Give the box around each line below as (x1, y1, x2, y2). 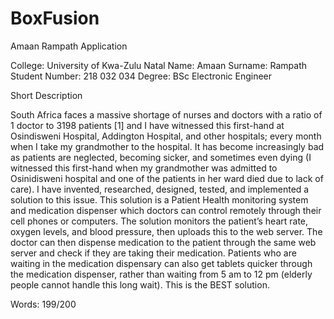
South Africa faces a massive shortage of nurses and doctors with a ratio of (10, 108, 323, 121)
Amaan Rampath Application (10, 40, 128, 52)
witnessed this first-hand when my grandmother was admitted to (10, 162, 278, 174)
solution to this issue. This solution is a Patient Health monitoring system (10, 193, 309, 206)
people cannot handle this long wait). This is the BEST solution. (10, 278, 270, 291)
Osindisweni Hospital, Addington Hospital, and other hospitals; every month (10, 130, 322, 142)
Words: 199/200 (10, 298, 77, 310)
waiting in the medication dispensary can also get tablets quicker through (10, 257, 313, 269)
